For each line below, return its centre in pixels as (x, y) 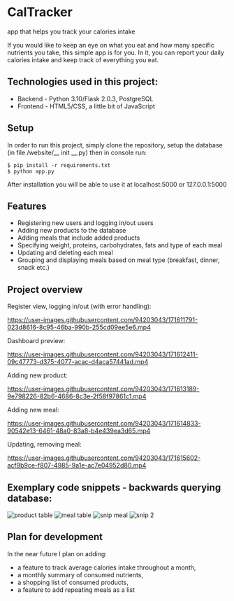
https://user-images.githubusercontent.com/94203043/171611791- (102, 320)
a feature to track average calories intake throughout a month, (107, 567)
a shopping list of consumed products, (73, 582)
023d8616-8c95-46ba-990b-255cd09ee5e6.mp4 (79, 327)
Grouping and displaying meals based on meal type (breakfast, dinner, (118, 260)
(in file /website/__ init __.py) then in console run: (77, 152)
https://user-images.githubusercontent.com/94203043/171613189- (103, 389)
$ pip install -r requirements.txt (59, 165)
